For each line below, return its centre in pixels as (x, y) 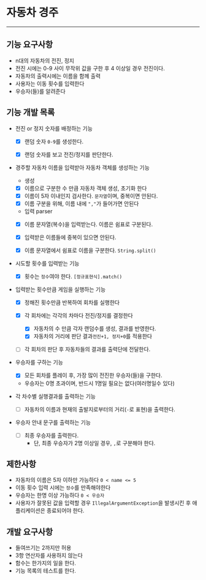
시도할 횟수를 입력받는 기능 (47, 264)
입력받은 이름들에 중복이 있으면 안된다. (70, 237)
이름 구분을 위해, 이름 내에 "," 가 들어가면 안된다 (82, 204)
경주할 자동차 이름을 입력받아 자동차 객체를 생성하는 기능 (82, 167)
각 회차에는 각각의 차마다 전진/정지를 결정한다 (78, 316)
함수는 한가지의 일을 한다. (46, 563)
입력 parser (38, 211)
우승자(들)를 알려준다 (40, 91)
